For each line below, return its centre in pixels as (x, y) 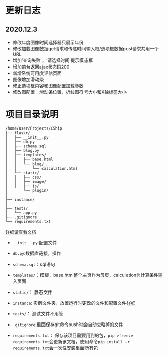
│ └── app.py (21, 213)
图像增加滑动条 (28, 79)
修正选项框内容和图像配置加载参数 (48, 86)
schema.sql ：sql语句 (34, 264)
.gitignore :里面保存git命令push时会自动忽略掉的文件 (68, 324)
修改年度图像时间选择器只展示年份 (48, 42)
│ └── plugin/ (27, 190)
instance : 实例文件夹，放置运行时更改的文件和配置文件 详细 (74, 303)
